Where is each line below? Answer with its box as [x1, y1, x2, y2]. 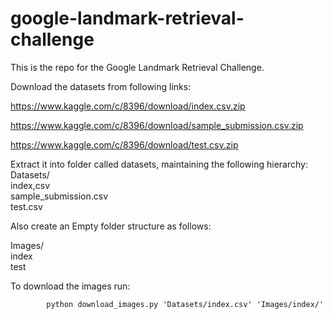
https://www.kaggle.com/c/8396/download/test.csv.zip [10, 138, 239, 151]
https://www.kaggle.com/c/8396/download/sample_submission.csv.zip [10, 119, 304, 131]
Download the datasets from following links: [10, 80, 192, 92]
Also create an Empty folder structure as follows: [10, 220, 212, 232]
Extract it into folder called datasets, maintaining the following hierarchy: [10, 158, 308, 170]
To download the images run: [10, 280, 131, 292]
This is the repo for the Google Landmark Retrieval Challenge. [10, 61, 265, 73]
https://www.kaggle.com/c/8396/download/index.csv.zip [10, 100, 246, 112]
